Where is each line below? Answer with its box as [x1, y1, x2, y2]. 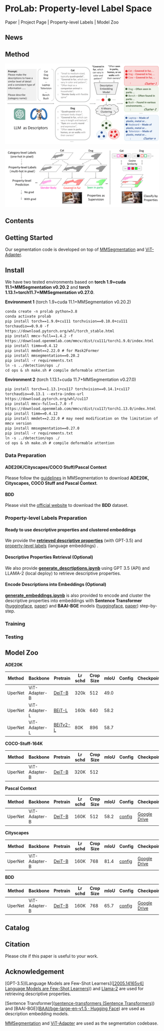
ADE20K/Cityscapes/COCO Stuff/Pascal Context [5, 464, 107, 470]
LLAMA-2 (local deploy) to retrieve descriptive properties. [5, 570, 121, 576]
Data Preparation [5, 452, 46, 459]
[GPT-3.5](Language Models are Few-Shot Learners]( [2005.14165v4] [5, 980, 144, 986]
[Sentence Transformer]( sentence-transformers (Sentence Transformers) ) [5, 1001, 155, 1006]
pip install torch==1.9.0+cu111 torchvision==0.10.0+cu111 [5, 318, 128, 324]
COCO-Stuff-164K [5, 740, 43, 746]
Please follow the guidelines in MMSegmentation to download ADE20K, [5, 475, 149, 481]
